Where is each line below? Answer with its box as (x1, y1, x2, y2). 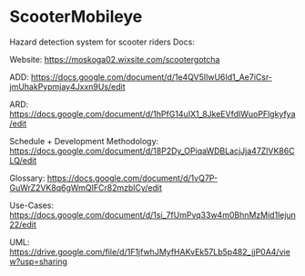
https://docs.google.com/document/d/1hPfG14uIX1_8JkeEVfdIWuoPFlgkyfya (9, 108, 296, 119)
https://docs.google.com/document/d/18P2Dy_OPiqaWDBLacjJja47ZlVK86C (9, 145, 295, 156)
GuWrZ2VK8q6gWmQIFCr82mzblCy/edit (9, 182, 162, 192)
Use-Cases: (9, 200, 55, 211)
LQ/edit (9, 154, 37, 165)
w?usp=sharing (9, 256, 68, 267)
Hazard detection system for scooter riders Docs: (9, 36, 196, 47)
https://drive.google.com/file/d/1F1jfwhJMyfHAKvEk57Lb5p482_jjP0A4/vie (9, 246, 291, 257)
